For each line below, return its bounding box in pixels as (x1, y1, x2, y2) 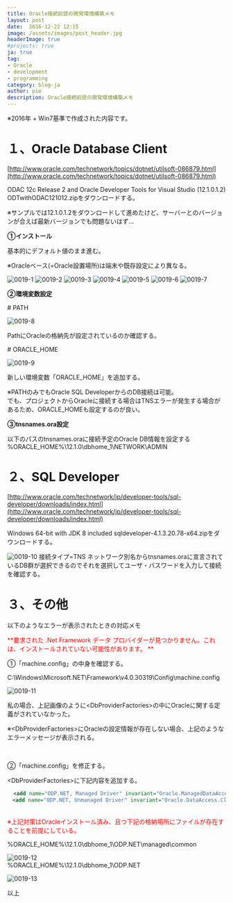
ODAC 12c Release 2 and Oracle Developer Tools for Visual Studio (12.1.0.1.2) (7, 185, 226, 193)
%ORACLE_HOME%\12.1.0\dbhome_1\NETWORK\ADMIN (7, 442, 168, 450)
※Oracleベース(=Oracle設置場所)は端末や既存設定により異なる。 (7, 261, 191, 270)
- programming (7, 74, 49, 82)
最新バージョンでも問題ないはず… (37, 217, 134, 225)
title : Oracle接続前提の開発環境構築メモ (7, 10, 115, 17)
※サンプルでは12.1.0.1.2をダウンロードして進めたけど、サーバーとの (7, 208, 199, 216)
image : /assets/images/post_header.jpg (7, 29, 123, 37)
